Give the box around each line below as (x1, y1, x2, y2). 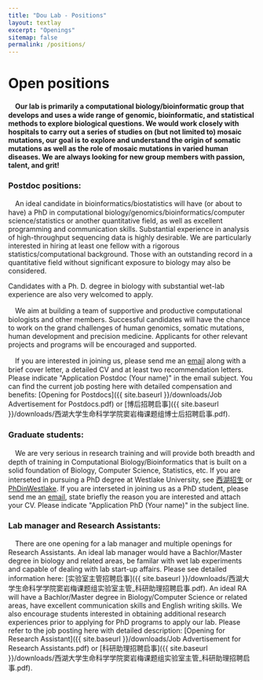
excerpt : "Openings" (8, 26, 76, 34)
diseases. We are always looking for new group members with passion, (8, 153, 245, 162)
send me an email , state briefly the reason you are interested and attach (8, 492, 241, 502)
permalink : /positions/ (8, 41, 86, 49)
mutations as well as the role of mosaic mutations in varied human (8, 144, 229, 153)
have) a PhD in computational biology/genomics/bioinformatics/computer (8, 208, 246, 217)
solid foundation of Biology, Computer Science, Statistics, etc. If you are (8, 465, 241, 475)
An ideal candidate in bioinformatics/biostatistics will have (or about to (14, 199, 243, 208)
